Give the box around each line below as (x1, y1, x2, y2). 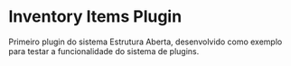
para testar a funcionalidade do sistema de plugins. (8, 45, 200, 56)
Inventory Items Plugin (8, 6, 183, 27)
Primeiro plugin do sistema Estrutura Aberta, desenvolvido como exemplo (8, 36, 283, 47)
